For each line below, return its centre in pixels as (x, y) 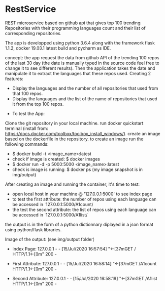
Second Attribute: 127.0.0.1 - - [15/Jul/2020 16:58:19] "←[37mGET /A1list (85, 278)
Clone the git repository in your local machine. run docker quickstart (74, 123)
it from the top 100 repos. (38, 104)
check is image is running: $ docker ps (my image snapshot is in (77, 169)
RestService (31, 9)
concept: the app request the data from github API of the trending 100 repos (82, 57)
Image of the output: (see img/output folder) (50, 239)
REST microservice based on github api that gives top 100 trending (73, 23)
